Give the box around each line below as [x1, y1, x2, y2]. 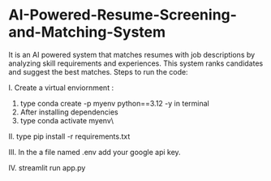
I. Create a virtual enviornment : [8, 83, 114, 93]
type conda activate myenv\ [19, 115, 114, 125]
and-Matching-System [8, 23, 166, 41]
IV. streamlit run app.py [8, 162, 86, 172]
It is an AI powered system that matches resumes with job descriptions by [8, 50, 256, 59]
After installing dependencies [19, 107, 119, 117]
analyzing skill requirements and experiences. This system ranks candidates [8, 58, 264, 68]
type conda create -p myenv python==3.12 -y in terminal [19, 98, 209, 108]
